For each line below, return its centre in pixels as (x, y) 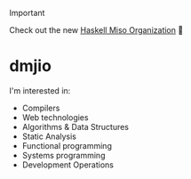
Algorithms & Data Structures (75, 126)
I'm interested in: (40, 90)
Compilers (41, 108)
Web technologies (55, 117)
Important (27, 13)
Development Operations (68, 165)
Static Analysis (49, 136)
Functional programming (67, 145)
